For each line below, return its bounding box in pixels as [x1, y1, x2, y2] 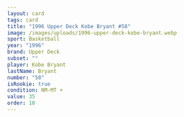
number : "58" [7, 74, 45, 81]
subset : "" [7, 55, 39, 62]
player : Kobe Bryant [7, 61, 67, 68]
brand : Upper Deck [7, 49, 60, 56]
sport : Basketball [7, 36, 60, 43]
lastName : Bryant [7, 67, 57, 74]
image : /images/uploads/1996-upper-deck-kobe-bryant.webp [7, 29, 177, 36]
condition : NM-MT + [7, 87, 63, 94]
